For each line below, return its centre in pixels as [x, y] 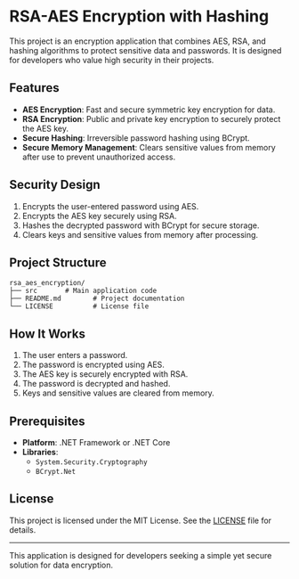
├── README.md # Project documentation [97, 299]
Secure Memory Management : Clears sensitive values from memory [149, 147]
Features [34, 88]
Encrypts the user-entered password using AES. [110, 206]
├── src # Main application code [83, 291]
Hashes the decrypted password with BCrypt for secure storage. [141, 225]
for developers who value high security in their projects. [112, 60]
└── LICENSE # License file [79, 306]
